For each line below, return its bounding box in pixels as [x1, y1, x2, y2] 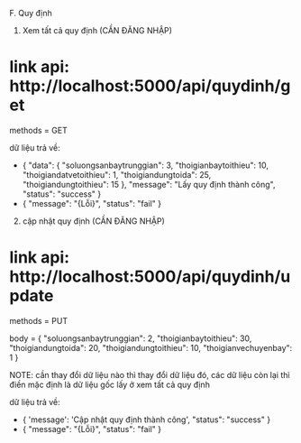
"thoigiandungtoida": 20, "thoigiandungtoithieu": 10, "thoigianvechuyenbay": [9, 342, 293, 353]
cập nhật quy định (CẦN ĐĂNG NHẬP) [22, 216, 165, 226]
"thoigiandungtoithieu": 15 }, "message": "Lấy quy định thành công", [22, 179, 277, 189]
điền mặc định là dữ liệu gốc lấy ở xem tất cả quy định [9, 379, 210, 390]
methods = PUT [9, 315, 68, 326]
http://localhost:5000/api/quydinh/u [9, 266, 291, 287]
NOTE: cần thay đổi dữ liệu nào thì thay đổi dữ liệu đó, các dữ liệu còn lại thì [9, 369, 290, 380]
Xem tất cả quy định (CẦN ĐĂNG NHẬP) [22, 25, 173, 35]
